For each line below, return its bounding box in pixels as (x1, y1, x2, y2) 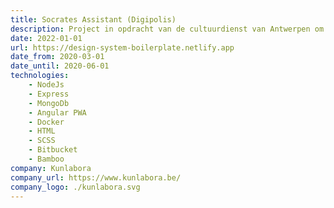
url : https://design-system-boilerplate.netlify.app (10, 42, 235, 53)
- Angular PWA (28, 107, 87, 118)
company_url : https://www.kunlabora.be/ (10, 172, 182, 183)
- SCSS (28, 136, 56, 146)
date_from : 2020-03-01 (10, 52, 105, 62)
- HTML (28, 126, 56, 136)
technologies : (10, 71, 70, 81)
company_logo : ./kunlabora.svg (10, 182, 141, 192)
